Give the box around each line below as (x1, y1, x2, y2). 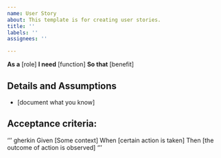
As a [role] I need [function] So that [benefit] (7, 60, 135, 68)
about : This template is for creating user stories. (7, 16, 161, 23)
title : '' (7, 23, 36, 29)
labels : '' (7, 29, 38, 36)
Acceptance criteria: (7, 118, 97, 130)
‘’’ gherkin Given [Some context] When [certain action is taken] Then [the (7, 136, 214, 144)
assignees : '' (7, 36, 48, 42)
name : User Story (7, 10, 57, 17)
